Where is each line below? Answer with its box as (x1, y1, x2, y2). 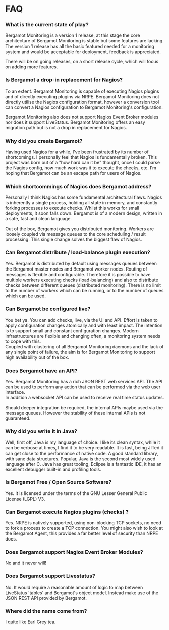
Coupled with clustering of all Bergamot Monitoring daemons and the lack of (5, 343, 164, 349)
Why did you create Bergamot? (5, 137, 83, 144)
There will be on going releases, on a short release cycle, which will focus (5, 59, 159, 65)
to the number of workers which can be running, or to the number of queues (5, 287, 164, 293)
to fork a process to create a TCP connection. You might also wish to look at (5, 525, 163, 531)
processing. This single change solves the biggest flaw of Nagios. (5, 236, 142, 243)
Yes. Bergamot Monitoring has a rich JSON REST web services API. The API (5, 379, 163, 385)
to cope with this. (5, 338, 41, 344)
